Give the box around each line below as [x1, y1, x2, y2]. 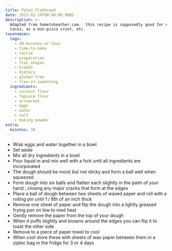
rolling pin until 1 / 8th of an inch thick [12, 196, 92, 202]
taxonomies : [5, 31, 31, 37]
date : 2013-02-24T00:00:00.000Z [5, 12, 74, 17]
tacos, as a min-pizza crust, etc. [10, 27, 86, 32]
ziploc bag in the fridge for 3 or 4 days [12, 240, 95, 246]
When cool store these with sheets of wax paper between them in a [12, 234, 156, 240]
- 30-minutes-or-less [14, 41, 60, 46]
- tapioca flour [14, 94, 50, 99]
